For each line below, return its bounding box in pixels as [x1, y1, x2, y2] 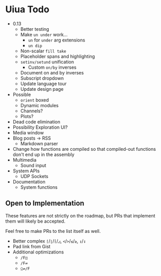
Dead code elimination [12, 119, 61, 125]
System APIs [12, 168, 40, 174]
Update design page [20, 86, 64, 92]
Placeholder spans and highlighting [20, 53, 95, 60]
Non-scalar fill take [20, 48, 67, 54]
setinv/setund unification [20, 58, 74, 65]
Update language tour [20, 81, 67, 87]
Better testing [20, 26, 50, 32]
